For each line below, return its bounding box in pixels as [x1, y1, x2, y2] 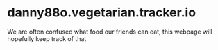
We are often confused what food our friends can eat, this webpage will [7, 27, 212, 36]
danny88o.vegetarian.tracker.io [7, 5, 196, 21]
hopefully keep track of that [7, 34, 87, 42]
